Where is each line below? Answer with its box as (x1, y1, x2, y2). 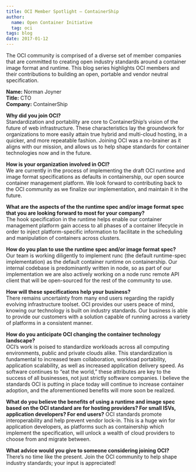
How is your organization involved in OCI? (6, 161, 110, 168)
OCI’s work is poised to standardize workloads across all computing (6, 344, 170, 350)
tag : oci (11, 25, 33, 31)
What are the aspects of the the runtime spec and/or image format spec (6, 203, 184, 210)
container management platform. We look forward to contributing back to (6, 179, 183, 186)
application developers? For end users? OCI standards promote (6, 411, 162, 417)
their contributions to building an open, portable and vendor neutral (6, 71, 169, 77)
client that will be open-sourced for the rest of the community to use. (6, 277, 173, 284)
